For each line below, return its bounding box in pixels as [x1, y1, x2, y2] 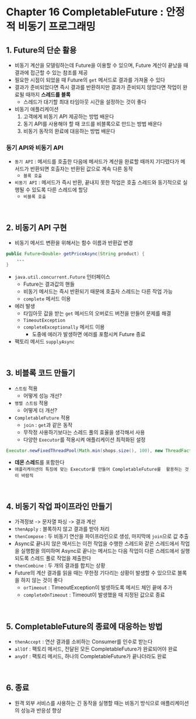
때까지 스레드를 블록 [25, 91, 71, 98]
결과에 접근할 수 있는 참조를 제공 [14, 69, 88, 76]
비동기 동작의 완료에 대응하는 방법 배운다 [23, 128, 116, 135]
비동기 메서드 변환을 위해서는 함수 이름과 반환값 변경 [14, 239, 133, 246]
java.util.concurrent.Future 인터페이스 [14, 273, 111, 280]
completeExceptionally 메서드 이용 [23, 323, 105, 330]
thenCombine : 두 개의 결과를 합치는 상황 [14, 562, 106, 569]
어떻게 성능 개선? [23, 392, 62, 399]
